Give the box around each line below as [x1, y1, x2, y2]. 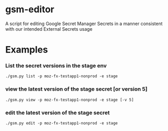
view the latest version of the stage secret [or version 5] [5, 85, 148, 93]
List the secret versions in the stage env [5, 62, 107, 70]
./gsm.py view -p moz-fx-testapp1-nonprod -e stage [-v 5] [5, 97, 134, 102]
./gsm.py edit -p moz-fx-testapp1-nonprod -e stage [5, 121, 118, 126]
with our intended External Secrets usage [5, 26, 93, 32]
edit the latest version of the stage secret [5, 109, 110, 116]
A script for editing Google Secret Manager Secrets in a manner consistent [5, 20, 163, 27]
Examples [5, 44, 48, 56]
